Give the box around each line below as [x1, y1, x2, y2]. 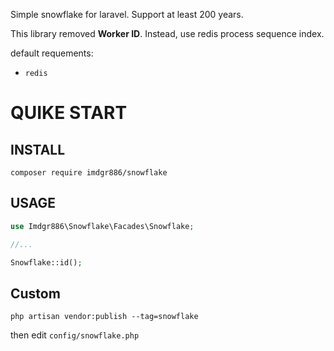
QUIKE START [10, 102, 128, 124]
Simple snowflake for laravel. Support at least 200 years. [10, 9, 244, 20]
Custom [10, 285, 61, 302]
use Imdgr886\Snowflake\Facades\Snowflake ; [10, 221, 195, 231]
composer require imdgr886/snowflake [10, 168, 168, 178]
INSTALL [10, 141, 66, 158]
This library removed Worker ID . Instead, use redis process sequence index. [10, 28, 325, 39]
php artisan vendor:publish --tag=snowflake [10, 312, 199, 322]
